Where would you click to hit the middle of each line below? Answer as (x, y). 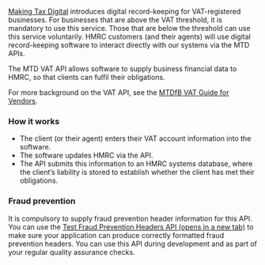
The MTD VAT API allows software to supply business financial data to (123, 69)
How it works (34, 121)
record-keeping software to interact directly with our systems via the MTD (129, 45)
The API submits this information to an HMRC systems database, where (136, 164)
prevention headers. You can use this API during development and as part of (133, 244)
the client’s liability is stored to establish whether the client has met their (137, 172)
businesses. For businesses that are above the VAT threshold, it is (115, 20)
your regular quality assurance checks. (72, 252)
